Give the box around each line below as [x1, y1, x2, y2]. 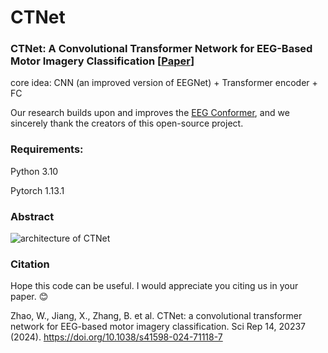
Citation [10, 257, 50, 271]
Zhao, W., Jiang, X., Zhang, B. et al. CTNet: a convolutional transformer [10, 310, 303, 322]
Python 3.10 [10, 165, 59, 177]
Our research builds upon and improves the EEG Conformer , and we [10, 107, 290, 119]
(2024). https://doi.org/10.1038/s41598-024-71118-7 [10, 331, 223, 343]
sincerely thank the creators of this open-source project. [10, 117, 244, 130]
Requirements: [10, 142, 84, 156]
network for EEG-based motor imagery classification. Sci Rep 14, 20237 [10, 321, 307, 333]
